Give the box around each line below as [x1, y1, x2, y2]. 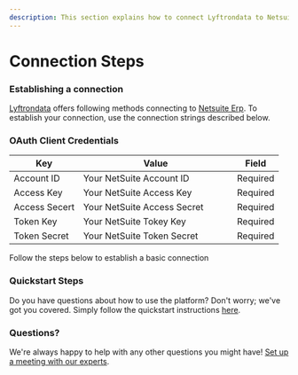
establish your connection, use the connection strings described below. [9, 113, 271, 123]
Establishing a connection [9, 82, 124, 95]
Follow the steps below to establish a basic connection [9, 253, 209, 263]
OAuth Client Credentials [9, 135, 120, 147]
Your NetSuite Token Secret [82, 230, 199, 242]
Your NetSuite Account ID [82, 172, 190, 184]
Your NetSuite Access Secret [82, 201, 204, 214]
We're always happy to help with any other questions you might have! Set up [9, 347, 289, 357]
